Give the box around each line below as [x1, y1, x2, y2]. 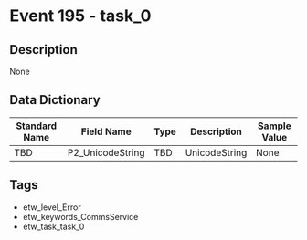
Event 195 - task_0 [9, 5, 152, 26]
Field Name [80, 125, 132, 138]
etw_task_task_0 [22, 221, 85, 232]
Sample [257, 120, 291, 132]
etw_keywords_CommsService [22, 211, 139, 222]
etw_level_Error [22, 202, 81, 213]
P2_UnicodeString [67, 146, 145, 159]
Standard [16, 120, 58, 132]
